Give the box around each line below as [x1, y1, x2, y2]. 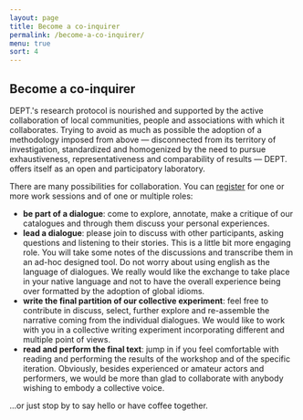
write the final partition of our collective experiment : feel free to [22, 295, 269, 306]
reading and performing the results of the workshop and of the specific [22, 353, 290, 364]
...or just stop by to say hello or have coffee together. [9, 400, 208, 411]
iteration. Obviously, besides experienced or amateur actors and [22, 363, 265, 374]
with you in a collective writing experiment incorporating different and [22, 324, 285, 335]
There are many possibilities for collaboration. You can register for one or [9, 180, 285, 191]
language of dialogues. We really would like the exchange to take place [22, 266, 290, 277]
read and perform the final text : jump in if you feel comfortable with [22, 343, 279, 354]
